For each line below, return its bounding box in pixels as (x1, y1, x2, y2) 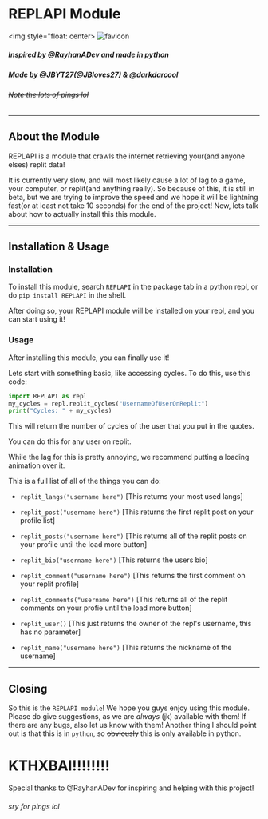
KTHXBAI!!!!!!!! (8, 757, 110, 775)
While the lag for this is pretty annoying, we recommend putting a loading (8, 453, 250, 462)
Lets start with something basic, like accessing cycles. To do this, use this (8, 368, 251, 378)
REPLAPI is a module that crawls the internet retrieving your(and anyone (8, 151, 246, 161)
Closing (8, 681, 48, 696)
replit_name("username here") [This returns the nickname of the (19, 643, 232, 653)
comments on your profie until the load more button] (19, 603, 193, 613)
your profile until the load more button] (19, 540, 148, 549)
